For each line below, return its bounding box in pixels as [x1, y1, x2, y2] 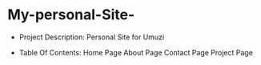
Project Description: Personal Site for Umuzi [18, 32, 165, 42]
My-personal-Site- [7, 6, 135, 24]
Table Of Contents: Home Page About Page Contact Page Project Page [18, 47, 254, 57]
